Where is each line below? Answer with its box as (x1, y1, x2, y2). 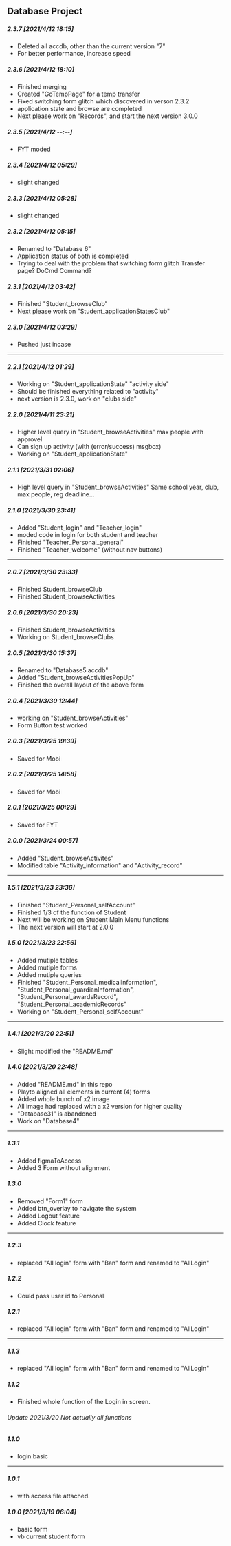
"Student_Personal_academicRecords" (16, 1000, 127, 1008)
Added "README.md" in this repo (16, 1080, 113, 1088)
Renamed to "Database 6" (16, 245, 91, 253)
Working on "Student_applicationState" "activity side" (16, 380, 170, 388)
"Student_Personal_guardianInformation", (16, 985, 135, 994)
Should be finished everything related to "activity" (16, 388, 159, 396)
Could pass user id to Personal (16, 1292, 104, 1300)
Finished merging (16, 83, 67, 91)
